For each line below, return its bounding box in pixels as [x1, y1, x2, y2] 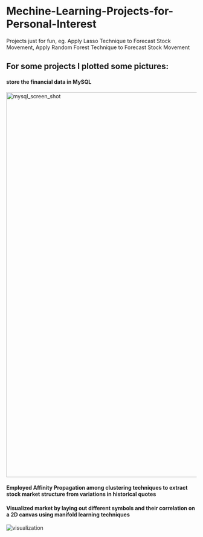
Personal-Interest [6, 17, 97, 31]
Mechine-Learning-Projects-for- [6, 4, 174, 18]
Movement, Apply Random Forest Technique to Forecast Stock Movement [6, 44, 190, 51]
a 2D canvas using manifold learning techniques [6, 511, 130, 518]
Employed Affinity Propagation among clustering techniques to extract [6, 484, 188, 491]
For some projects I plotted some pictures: [6, 61, 169, 72]
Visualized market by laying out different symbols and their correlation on [6, 504, 195, 512]
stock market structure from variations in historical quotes [6, 490, 156, 498]
